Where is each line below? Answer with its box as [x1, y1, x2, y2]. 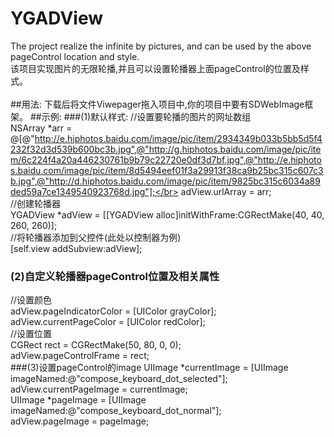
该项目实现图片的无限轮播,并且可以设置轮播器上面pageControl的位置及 [10, 62, 301, 74]
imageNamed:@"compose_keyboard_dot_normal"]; [10, 405, 222, 417]
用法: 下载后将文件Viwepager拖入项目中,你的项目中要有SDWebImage [21, 98, 305, 110]
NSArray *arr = [10, 122, 73, 134]
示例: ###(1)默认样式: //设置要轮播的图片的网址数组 [41, 110, 252, 122]
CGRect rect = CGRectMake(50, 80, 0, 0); [10, 339, 182, 351]
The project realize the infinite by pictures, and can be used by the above [10, 40, 312, 52]
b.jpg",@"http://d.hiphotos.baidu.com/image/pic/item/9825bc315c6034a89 [10, 175, 321, 187]
